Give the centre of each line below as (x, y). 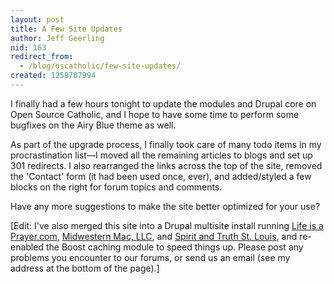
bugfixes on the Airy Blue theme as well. (93, 125)
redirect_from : (42, 57)
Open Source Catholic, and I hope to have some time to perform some (155, 114)
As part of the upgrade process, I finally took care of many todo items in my (166, 144)
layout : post (37, 19)
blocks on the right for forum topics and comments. (116, 187)
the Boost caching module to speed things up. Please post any (174, 247)
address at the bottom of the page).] (85, 268)
